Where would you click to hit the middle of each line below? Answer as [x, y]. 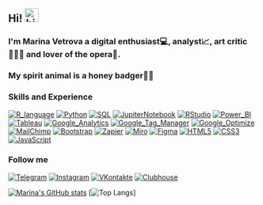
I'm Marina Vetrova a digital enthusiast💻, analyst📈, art [117, 42]
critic [237, 42]
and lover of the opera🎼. [74, 55]
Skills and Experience [51, 97]
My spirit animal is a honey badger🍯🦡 [81, 76]
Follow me [29, 160]
